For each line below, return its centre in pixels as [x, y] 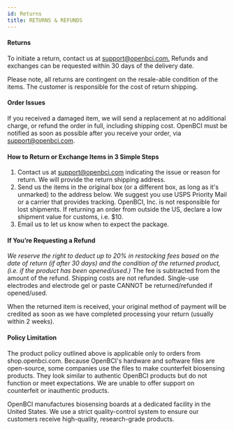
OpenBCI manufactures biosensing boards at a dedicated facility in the [109, 404]
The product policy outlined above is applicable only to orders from [104, 353]
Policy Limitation [32, 338]
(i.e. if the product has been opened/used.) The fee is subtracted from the [114, 271]
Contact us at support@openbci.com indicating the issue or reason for [119, 172]
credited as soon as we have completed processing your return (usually [110, 314]
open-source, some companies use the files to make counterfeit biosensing [116, 368]
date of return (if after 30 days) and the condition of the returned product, [114, 263]
